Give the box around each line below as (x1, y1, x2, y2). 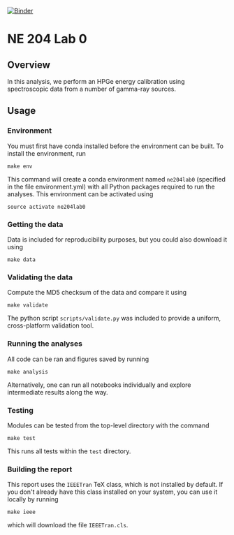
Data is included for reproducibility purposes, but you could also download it (7, 235, 227, 244)
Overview (7, 59, 51, 71)
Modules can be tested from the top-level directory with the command (7, 421, 210, 430)
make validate (7, 302, 49, 309)
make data (7, 256, 36, 263)
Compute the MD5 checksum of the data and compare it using (7, 288, 187, 297)
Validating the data (7, 272, 73, 282)
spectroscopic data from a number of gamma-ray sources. (7, 85, 177, 93)
